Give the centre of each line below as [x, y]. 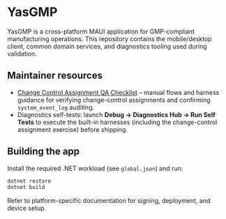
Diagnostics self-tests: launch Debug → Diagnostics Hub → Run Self [116, 114]
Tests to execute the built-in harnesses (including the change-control [117, 122]
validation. [22, 54]
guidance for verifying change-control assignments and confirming [114, 100]
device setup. [27, 208]
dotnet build [26, 188]
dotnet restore [29, 181]
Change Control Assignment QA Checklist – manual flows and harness [118, 92]
